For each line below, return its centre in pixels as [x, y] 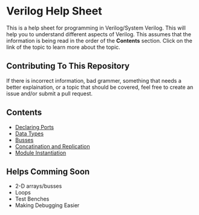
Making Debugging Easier [47, 205]
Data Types [29, 133]
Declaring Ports [34, 127]
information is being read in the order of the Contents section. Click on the [99, 40]
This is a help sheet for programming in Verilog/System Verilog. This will [96, 28]
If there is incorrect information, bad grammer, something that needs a [94, 80]
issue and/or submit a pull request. [49, 93]
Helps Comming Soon [48, 171]
